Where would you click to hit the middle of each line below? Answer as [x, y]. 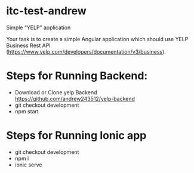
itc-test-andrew [46, 11]
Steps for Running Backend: [77, 76]
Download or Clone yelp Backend [56, 92]
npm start [27, 111]
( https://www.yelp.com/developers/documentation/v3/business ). [86, 51]
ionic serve [28, 165]
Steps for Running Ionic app [76, 136]
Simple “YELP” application [39, 27]
